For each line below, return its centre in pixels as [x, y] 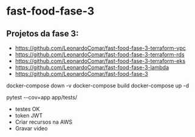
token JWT [29, 115]
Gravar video [31, 128]
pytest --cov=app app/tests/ [42, 97]
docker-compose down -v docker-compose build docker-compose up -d [98, 85]
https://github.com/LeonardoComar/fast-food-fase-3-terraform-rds [100, 55]
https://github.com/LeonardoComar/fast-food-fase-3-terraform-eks [100, 61]
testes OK [27, 109]
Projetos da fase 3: [43, 34]
